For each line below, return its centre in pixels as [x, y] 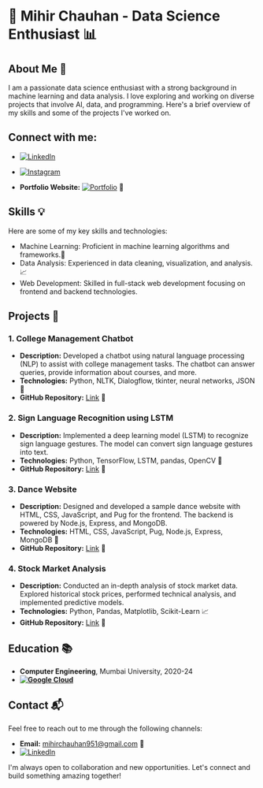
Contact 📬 [36, 706]
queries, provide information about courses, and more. [108, 373]
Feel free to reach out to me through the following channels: [106, 728]
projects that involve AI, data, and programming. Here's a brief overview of [129, 104]
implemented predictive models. [72, 603]
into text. [34, 452]
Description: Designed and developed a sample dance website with [130, 506]
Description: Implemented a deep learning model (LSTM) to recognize [134, 435]
